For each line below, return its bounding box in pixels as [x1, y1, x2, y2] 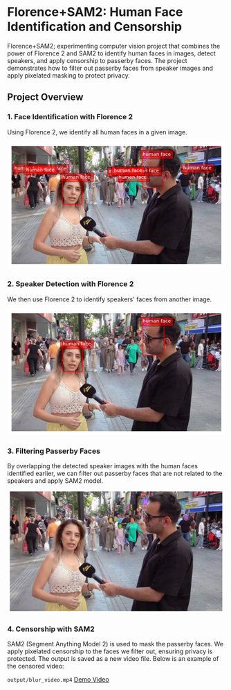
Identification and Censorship [7, 19, 182, 35]
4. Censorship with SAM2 [7, 624, 95, 634]
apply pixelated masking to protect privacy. [7, 71, 130, 80]
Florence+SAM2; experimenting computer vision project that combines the [7, 42, 221, 50]
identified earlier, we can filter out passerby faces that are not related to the [7, 469, 223, 478]
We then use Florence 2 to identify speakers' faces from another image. [7, 295, 212, 303]
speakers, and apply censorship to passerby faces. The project [7, 56, 188, 64]
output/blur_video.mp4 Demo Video [7, 675, 109, 684]
